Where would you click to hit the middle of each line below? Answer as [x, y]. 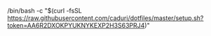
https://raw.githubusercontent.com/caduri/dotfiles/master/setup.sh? [105, 18]
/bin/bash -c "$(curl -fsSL [45, 11]
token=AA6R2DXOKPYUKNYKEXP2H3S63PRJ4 [76, 25]
